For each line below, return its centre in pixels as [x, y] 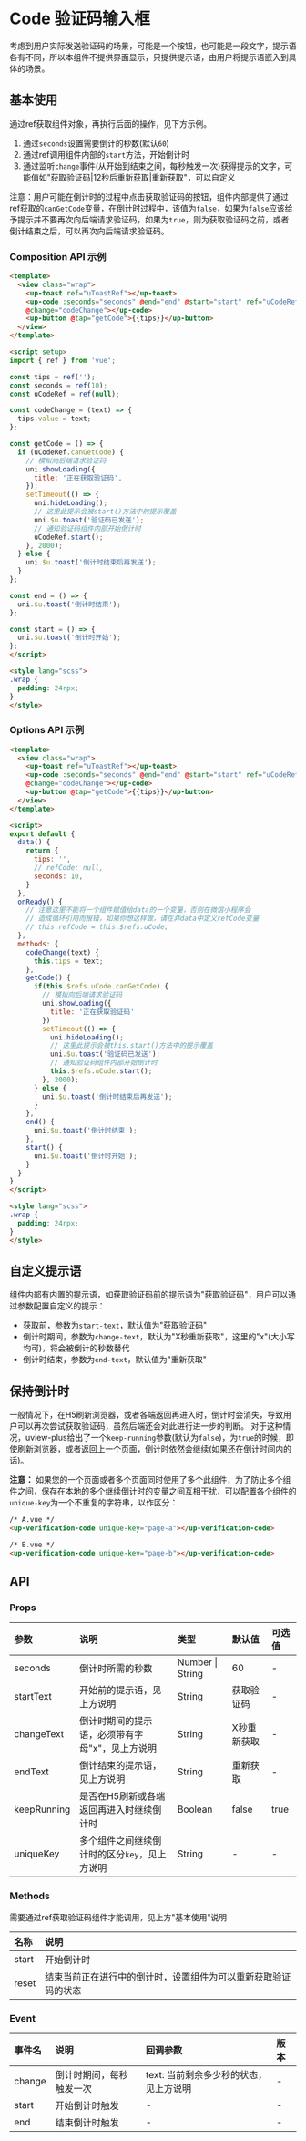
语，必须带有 [107, 1735]
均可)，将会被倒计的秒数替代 [76, 1348]
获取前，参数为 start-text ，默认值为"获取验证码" [115, 1325]
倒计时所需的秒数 [116, 1669]
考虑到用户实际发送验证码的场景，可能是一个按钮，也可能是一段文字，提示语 [153, 46]
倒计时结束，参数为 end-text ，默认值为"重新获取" [115, 1360]
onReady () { [41, 902]
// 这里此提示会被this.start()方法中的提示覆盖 [132, 1046]
